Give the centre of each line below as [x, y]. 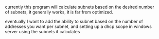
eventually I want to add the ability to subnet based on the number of [74, 21]
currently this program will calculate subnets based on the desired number [80, 7]
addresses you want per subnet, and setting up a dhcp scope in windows [79, 26]
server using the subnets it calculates [43, 32]
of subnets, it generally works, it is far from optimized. [59, 12]
